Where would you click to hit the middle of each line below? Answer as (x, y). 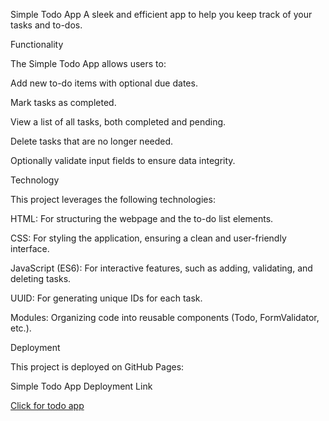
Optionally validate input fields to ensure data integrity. (123, 160)
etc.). (21, 328)
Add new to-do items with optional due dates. (104, 83)
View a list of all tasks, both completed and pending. (118, 122)
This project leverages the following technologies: (113, 199)
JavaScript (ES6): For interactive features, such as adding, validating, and (161, 268)
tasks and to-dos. (46, 25)
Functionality (37, 44)
